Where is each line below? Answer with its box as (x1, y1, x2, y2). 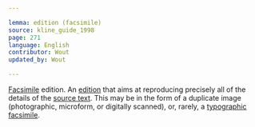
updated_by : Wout (8, 56, 66, 64)
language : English (8, 41, 70, 49)
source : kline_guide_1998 (8, 26, 94, 34)
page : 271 (8, 34, 42, 42)
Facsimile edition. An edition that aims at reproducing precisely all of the (8, 85, 246, 94)
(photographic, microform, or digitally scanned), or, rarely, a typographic (8, 101, 247, 111)
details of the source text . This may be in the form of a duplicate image (8, 93, 241, 102)
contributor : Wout (8, 49, 70, 57)
